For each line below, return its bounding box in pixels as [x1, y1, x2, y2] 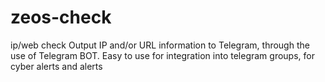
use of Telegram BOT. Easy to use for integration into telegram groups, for [10, 49, 315, 61]
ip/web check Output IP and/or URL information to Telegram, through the [10, 39, 310, 51]
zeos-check [10, 6, 112, 29]
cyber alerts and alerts [10, 60, 103, 72]
